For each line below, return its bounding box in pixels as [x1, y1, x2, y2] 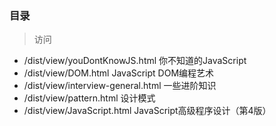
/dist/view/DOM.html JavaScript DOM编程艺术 [23, 67, 215, 79]
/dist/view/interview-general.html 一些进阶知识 [23, 80, 217, 92]
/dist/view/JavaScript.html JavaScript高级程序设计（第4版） [23, 105, 272, 117]
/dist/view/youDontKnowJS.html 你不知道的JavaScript [23, 55, 247, 67]
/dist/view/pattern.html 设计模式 [23, 92, 156, 104]
